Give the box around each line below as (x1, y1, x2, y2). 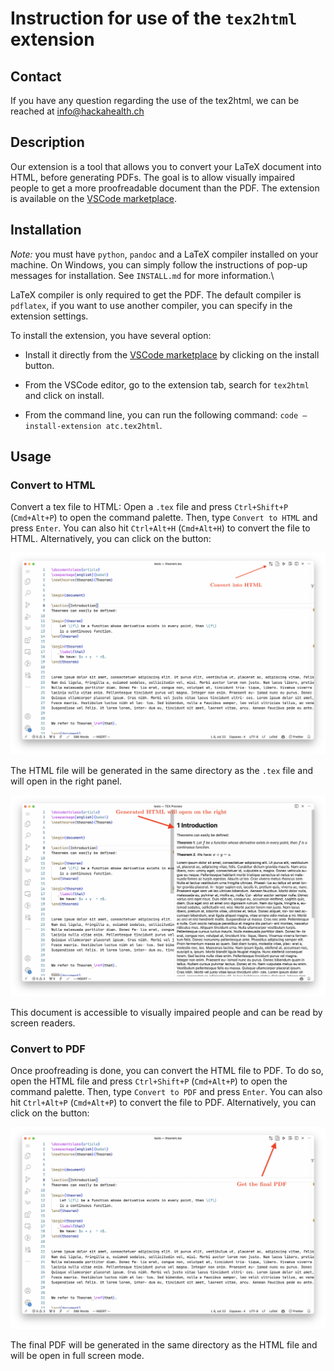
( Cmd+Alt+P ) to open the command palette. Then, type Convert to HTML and (10, 512, 318, 524)
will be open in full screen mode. (10, 1349, 145, 1361)
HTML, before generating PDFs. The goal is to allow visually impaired (10, 171, 295, 183)
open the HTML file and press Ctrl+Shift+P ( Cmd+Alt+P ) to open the (10, 1075, 288, 1087)
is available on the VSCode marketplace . (10, 192, 178, 204)
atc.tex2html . (105, 419, 163, 431)
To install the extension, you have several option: (10, 329, 212, 341)
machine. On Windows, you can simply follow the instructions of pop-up (10, 258, 308, 271)
